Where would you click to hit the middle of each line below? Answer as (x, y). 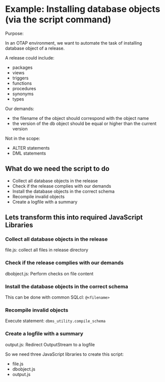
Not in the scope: (23, 138)
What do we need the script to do (57, 169)
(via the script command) (58, 20)
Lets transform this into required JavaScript (74, 217)
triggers (20, 78)
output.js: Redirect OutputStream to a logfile (50, 344)
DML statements (29, 153)
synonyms (23, 94)
